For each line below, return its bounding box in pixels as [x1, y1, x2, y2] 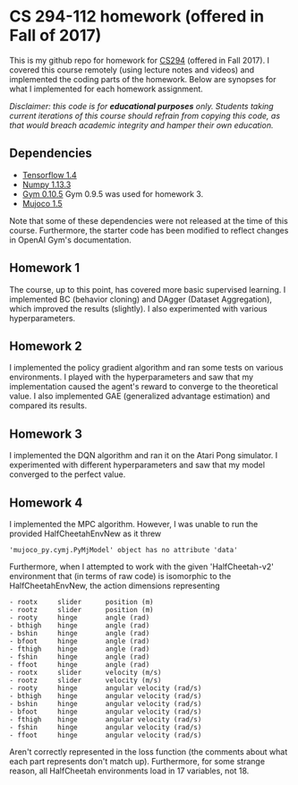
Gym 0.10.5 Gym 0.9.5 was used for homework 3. [21, 188, 204, 199]
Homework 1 [9, 260, 81, 276]
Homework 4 [9, 495, 83, 510]
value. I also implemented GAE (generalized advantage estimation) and [9, 391, 270, 402]
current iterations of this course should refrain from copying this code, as [9, 110, 280, 121]
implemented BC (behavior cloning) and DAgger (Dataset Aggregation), [9, 294, 273, 304]
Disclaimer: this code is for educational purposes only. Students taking [9, 100, 275, 111]
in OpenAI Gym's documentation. [9, 235, 132, 245]
